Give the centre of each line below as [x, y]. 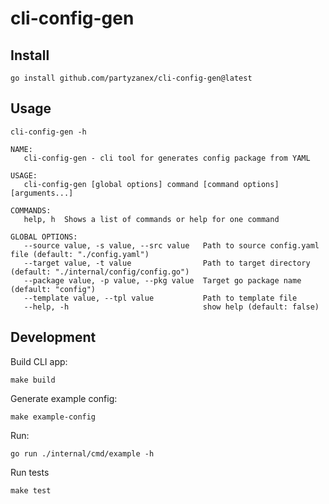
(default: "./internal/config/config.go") [100, 272]
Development [53, 337]
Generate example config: [64, 398]
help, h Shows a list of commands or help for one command [151, 219]
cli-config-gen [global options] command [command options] [151, 184]
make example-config [53, 417]
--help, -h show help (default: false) [171, 307]
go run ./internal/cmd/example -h [82, 453]
